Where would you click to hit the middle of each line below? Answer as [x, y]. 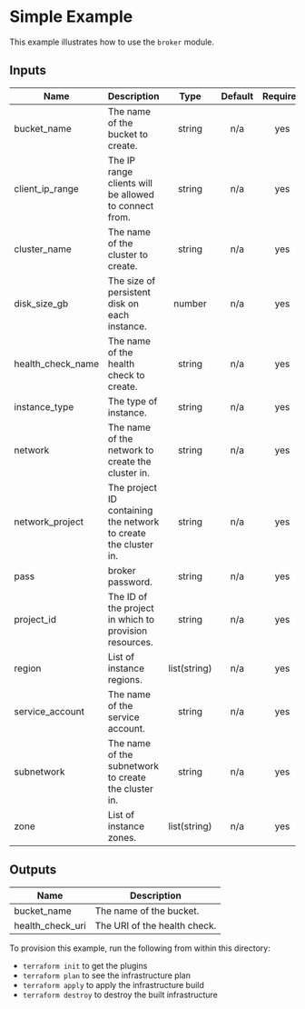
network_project [49, 522]
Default [237, 95]
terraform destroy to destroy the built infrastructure [120, 994]
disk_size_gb [41, 304]
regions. [125, 679]
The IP [122, 160]
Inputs [28, 70]
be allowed [131, 195]
